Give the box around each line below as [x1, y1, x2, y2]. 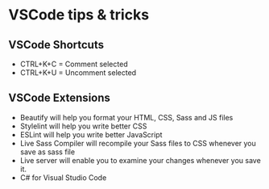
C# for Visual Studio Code [19, 172, 107, 183]
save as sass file [19, 147, 75, 157]
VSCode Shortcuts [8, 38, 105, 52]
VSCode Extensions [8, 91, 111, 105]
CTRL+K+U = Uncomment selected [19, 68, 137, 78]
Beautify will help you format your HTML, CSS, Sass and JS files [19, 112, 234, 122]
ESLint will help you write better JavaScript [19, 129, 163, 139]
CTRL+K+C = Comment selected [19, 59, 128, 69]
